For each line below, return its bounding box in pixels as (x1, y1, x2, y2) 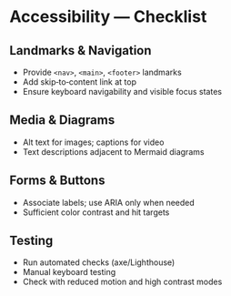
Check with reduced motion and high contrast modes (22, 276, 223, 288)
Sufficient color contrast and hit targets (22, 207, 170, 218)
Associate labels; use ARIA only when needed (22, 197, 196, 208)
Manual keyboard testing (22, 267, 116, 278)
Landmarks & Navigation (9, 43, 152, 58)
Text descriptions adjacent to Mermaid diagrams (22, 146, 205, 157)
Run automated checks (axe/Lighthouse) (22, 257, 176, 268)
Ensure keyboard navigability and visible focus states (22, 87, 223, 97)
